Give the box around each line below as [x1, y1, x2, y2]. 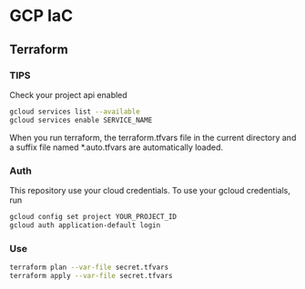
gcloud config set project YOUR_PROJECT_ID [9, 212, 178, 221]
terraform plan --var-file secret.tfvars [9, 263, 169, 272]
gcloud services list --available [9, 106, 141, 116]
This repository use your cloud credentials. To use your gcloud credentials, [9, 184, 291, 195]
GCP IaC [9, 5, 74, 26]
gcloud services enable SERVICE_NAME [9, 115, 153, 125]
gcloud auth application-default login [9, 220, 161, 230]
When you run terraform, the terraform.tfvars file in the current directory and [9, 132, 297, 143]
